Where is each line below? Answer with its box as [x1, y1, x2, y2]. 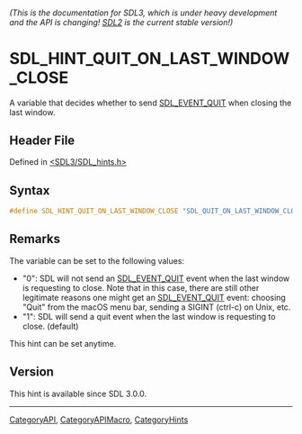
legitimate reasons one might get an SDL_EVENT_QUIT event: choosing [22, 292, 286, 303]
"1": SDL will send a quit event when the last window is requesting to [22, 311, 276, 321]
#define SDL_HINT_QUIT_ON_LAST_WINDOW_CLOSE [9, 207, 179, 216]
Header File [9, 132, 75, 148]
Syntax [9, 183, 50, 198]
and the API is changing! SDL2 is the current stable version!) [9, 16, 234, 27]
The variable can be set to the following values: [9, 255, 185, 266]
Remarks [9, 231, 61, 247]
